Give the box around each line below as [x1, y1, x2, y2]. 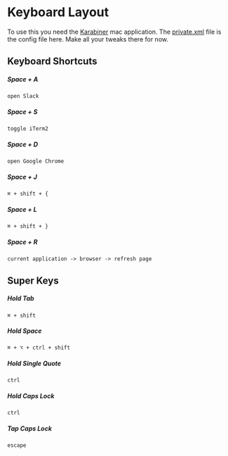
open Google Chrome [7, 158, 65, 165]
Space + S [7, 107, 38, 116]
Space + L [7, 205, 37, 213]
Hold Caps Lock [7, 392, 55, 400]
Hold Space [7, 327, 42, 335]
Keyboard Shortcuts [7, 56, 98, 68]
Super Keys [7, 274, 59, 286]
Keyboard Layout [7, 4, 109, 20]
